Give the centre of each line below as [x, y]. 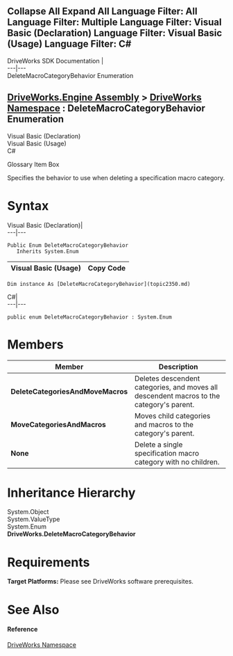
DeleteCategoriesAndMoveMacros [69, 391]
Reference [23, 630]
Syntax [28, 206]
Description [179, 367]
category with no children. [177, 462]
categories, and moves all [176, 387]
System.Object [28, 512]
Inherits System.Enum [48, 251]
